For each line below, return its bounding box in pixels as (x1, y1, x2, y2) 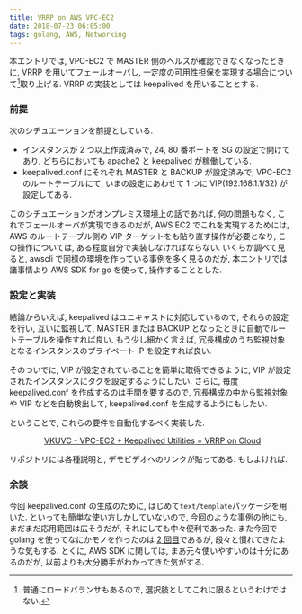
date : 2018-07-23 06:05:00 (9, 22, 111, 31)
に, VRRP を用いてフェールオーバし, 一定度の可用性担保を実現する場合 (9, 67, 270, 77)
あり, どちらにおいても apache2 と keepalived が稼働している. (22, 156, 252, 166)
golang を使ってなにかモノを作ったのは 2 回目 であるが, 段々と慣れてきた (9, 534, 279, 545)
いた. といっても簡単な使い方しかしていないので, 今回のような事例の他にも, (9, 512, 288, 522)
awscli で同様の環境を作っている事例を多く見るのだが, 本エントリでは (29, 254, 288, 264)
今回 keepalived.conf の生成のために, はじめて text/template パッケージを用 (9, 500, 288, 511)
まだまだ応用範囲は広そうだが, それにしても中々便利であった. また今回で (9, 522, 278, 533)
